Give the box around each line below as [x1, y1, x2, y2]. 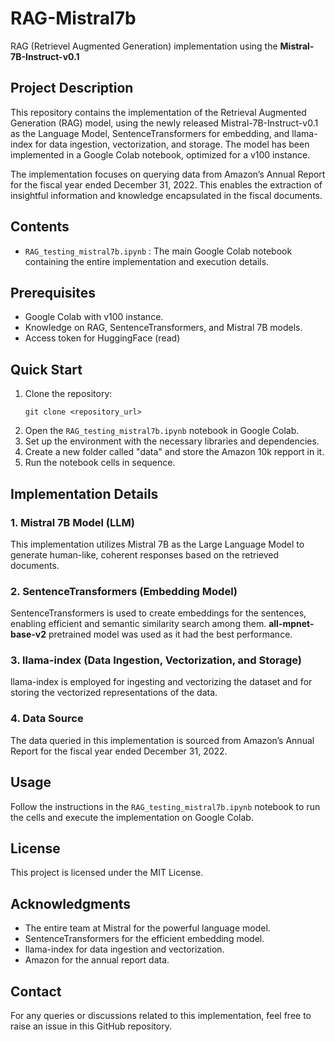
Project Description [10, 80, 134, 97]
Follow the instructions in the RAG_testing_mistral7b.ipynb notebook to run [10, 800, 321, 812]
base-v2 [10, 628, 47, 641]
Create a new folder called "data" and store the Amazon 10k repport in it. [24, 446, 325, 458]
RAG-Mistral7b [10, 7, 137, 30]
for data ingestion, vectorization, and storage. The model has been [34, 138, 310, 150]
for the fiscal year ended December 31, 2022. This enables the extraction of [10, 178, 323, 191]
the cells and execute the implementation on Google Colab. [10, 811, 254, 823]
